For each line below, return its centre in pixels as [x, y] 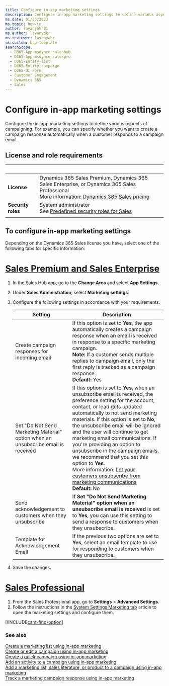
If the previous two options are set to [116, 536]
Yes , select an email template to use [115, 543]
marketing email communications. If [114, 438]
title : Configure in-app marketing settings [53, 10]
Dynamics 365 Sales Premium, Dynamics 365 [94, 178]
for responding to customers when [113, 549]
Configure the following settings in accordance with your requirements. [86, 302]
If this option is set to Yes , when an [113, 388]
